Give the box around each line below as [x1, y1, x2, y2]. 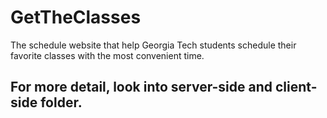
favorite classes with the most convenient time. [10, 49, 205, 61]
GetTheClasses [10, 6, 142, 29]
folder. [40, 94, 83, 111]
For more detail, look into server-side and [10, 79, 273, 96]
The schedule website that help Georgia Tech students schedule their [10, 39, 297, 51]
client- [274, 79, 318, 96]
